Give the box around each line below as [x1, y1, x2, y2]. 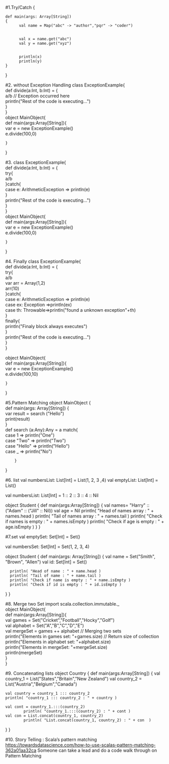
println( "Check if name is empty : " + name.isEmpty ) [10, 578, 131, 583]
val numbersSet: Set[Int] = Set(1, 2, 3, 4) [5, 543, 90, 550]
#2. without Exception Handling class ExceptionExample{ [5, 82, 125, 88]
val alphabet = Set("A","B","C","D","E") [5, 622, 84, 629]
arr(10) [5, 285, 19, 291]
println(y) [18, 59, 42, 64]
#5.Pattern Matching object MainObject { [5, 400, 91, 405]
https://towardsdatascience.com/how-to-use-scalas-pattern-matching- [5, 742, 156, 748]
